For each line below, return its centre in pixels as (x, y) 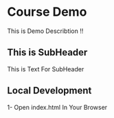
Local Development (49, 91)
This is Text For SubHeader (46, 69)
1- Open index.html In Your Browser (57, 107)
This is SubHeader (47, 52)
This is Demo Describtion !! (45, 31)
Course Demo (47, 12)
